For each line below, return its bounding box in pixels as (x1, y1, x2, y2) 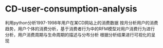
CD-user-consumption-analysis (5, 3, 137, 14)
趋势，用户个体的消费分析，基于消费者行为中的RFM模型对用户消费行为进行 (5, 25, 155, 32)
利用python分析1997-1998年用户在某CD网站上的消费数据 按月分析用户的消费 (5, 20, 159, 25)
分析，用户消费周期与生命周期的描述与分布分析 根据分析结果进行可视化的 (5, 32, 151, 37)
